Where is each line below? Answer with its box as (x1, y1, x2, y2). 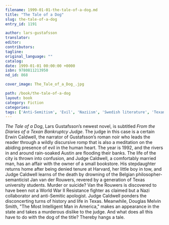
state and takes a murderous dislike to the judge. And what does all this (5, 209, 153, 215)
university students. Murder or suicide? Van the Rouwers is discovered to (5, 182, 157, 188)
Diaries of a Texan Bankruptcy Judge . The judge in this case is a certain (5, 129, 155, 135)
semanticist (5, 177, 29, 183)
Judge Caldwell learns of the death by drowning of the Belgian (5, 172, 135, 178)
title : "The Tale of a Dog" (5, 12, 64, 17)
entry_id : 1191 (5, 21, 37, 27)
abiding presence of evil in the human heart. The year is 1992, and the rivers (5, 144, 163, 151)
